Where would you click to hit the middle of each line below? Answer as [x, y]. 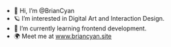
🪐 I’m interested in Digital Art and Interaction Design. [89, 18]
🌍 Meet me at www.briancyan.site [63, 36]
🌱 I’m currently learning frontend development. [80, 28]
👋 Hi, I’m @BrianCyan [44, 11]
